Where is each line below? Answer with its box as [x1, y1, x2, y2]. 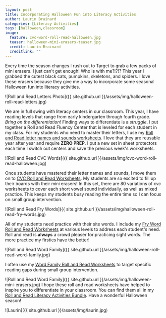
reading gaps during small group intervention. [5, 267, 99, 273]
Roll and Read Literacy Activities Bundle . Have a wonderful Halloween [5, 292, 148, 298]
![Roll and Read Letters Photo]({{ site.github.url [5, 93, 101, 100]
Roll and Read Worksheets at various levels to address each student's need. [5, 226, 160, 232]
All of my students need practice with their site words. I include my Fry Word [5, 221, 161, 227]
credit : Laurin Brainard [9, 44, 61, 49]
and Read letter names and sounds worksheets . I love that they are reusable [5, 135, 160, 141]
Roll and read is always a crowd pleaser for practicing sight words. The [5, 231, 151, 237]
